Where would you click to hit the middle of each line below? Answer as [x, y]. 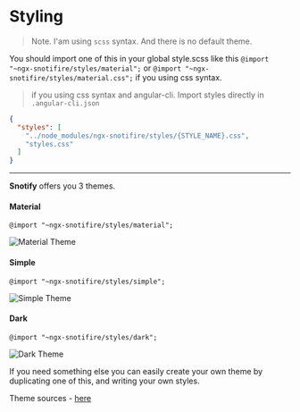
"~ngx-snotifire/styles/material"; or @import [95, 68]
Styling [37, 17]
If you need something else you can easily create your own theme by [136, 371]
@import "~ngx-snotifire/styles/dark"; [83, 337]
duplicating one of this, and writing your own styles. [104, 381]
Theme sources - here [50, 398]
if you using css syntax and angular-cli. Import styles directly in [148, 95]
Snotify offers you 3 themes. [62, 186]
